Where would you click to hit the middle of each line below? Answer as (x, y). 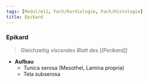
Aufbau (24, 61)
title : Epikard (25, 17)
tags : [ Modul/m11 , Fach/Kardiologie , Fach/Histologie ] (75, 11)
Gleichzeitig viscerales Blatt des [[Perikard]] (74, 50)
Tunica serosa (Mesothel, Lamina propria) (74, 67)
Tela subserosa (42, 74)
